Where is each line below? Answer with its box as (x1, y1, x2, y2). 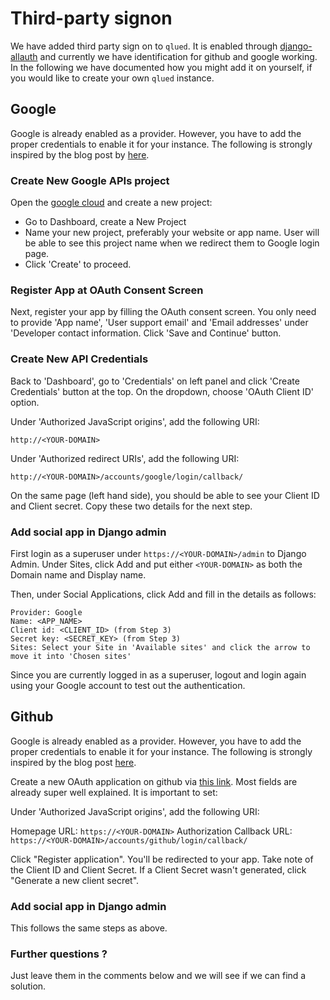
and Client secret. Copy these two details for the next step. (10, 500, 253, 512)
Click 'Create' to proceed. (24, 258, 132, 271)
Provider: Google (10, 607, 83, 617)
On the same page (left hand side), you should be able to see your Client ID (10, 489, 320, 501)
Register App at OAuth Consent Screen (10, 283, 204, 297)
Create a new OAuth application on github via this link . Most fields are (10, 775, 298, 787)
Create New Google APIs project (10, 173, 170, 187)
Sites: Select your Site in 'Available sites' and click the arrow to (10, 642, 311, 652)
